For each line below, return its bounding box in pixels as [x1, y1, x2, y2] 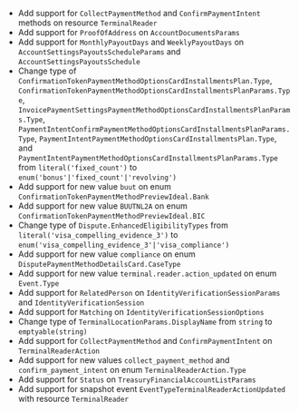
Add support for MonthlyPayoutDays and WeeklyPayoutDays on [17, 36, 245, 47]
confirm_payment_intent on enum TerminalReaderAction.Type [17, 365, 246, 375]
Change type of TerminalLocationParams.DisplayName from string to [17, 317, 273, 327]
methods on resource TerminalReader [17, 17, 158, 28]
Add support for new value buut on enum [17, 181, 172, 191]
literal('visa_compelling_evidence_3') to [17, 230, 178, 240]
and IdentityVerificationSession [17, 297, 145, 308]
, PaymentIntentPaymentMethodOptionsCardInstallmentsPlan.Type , [34, 133, 277, 143]
